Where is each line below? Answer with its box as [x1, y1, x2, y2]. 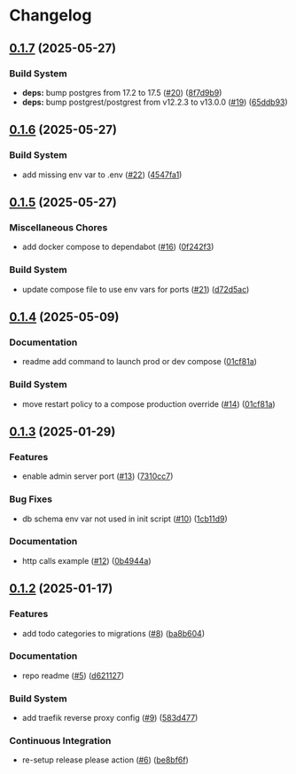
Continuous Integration [9, 735, 112, 747]
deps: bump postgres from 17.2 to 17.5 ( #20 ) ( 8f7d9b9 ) [21, 87, 222, 98]
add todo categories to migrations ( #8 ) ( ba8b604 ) [21, 628, 206, 638]
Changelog [9, 5, 92, 26]
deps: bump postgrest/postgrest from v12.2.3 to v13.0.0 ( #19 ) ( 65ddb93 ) [21, 97, 288, 107]
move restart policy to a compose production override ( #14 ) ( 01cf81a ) [21, 398, 277, 409]
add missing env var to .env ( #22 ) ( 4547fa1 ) [21, 169, 183, 180]
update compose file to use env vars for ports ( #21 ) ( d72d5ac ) [21, 284, 250, 294]
